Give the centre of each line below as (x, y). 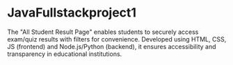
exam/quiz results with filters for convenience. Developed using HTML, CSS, (117, 39)
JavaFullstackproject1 (72, 13)
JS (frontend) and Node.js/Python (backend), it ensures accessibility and (112, 46)
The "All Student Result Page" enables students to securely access (103, 32)
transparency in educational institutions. (65, 54)
